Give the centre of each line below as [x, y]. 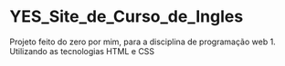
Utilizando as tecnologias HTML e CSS [82, 51]
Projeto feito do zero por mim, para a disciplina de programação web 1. [142, 42]
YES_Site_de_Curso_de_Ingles [127, 17]
